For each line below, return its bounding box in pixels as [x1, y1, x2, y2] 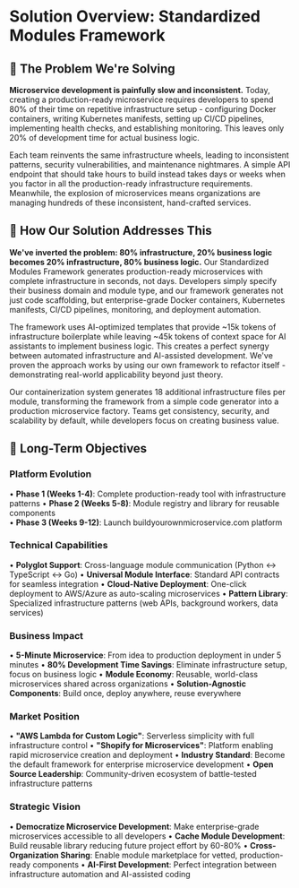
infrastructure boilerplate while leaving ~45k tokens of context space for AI [9, 331, 286, 341]
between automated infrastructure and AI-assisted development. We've [9, 349, 273, 360]
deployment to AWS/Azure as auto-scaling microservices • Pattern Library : [9, 588, 288, 599]
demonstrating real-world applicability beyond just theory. [9, 369, 224, 380]
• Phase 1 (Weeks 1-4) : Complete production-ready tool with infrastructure [9, 488, 286, 499]
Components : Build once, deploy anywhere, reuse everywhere [9, 688, 242, 699]
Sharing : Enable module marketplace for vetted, [60, 849, 238, 860]
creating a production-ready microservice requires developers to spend [9, 94, 274, 105]
